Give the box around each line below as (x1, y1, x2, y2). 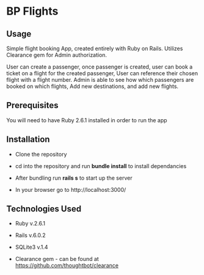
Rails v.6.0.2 (15, 232, 46, 239)
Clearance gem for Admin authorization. (6, 51, 107, 59)
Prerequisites (6, 100, 59, 111)
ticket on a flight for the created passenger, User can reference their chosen (6, 70, 199, 77)
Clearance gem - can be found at (15, 255, 99, 263)
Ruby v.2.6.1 (15, 220, 46, 227)
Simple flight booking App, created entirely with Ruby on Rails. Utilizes (6, 45, 183, 52)
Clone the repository (15, 150, 67, 158)
